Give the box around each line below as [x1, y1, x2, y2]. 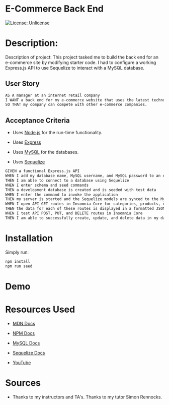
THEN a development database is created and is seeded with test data [5, 187, 156, 192]
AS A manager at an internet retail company [5, 93, 100, 98]
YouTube [12, 359, 31, 366]
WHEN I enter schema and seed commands [5, 183, 89, 188]
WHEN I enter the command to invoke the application [5, 192, 118, 197]
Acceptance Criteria [5, 116, 70, 125]
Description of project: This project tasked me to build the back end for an [5, 54, 159, 60]
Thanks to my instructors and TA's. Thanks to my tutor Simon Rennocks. [12, 394, 162, 400]
